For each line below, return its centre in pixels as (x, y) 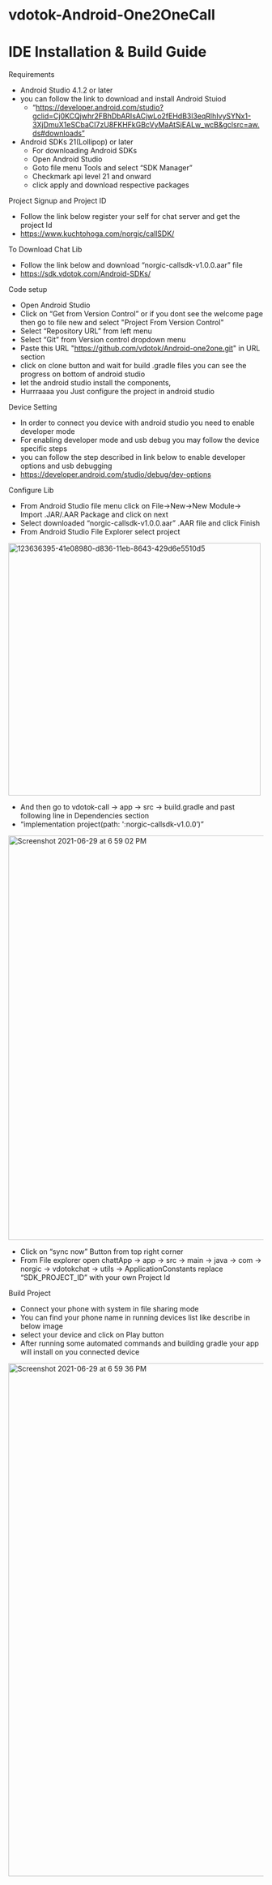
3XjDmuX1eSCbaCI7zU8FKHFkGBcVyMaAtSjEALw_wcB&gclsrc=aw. (146, 125)
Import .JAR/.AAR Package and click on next (94, 515)
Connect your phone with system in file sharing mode (110, 1309)
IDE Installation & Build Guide (108, 52)
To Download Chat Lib (45, 250)
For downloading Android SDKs (85, 151)
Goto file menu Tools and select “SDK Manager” (112, 168)
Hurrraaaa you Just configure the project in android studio (117, 392)
